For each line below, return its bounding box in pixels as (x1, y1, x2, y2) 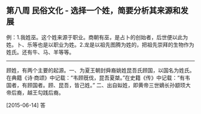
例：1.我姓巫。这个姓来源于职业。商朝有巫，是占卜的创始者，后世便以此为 (6, 33, 188, 40)
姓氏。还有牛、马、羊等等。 (6, 48, 75, 55)
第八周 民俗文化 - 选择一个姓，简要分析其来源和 (6, 5, 181, 16)
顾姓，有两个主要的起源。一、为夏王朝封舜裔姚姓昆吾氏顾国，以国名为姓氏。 (6, 66, 195, 74)
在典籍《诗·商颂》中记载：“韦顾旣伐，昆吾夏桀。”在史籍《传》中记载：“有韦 (6, 74, 190, 81)
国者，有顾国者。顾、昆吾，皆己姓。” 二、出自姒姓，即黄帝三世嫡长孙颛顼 (6, 81, 186, 88)
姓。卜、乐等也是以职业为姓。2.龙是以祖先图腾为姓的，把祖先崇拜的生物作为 (6, 41, 194, 48)
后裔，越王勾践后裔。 (11, 88, 64, 96)
